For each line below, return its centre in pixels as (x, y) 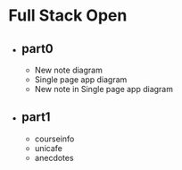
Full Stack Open (68, 16)
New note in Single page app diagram (103, 89)
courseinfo (54, 139)
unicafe (49, 148)
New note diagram (69, 70)
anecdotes (54, 157)
